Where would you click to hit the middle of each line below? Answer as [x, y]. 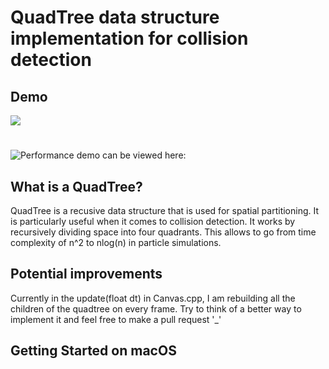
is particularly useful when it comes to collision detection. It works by [153, 221]
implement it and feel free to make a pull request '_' [116, 319]
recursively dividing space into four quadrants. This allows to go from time [163, 232]
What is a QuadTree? [76, 186]
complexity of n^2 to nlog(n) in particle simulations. [116, 242]
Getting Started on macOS [93, 351]
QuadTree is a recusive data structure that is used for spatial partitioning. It [165, 210]
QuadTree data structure [115, 17]
